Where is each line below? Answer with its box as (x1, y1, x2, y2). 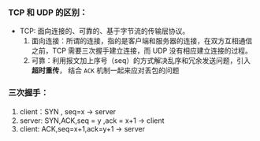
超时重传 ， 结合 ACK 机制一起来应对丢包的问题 (31, 65, 180, 76)
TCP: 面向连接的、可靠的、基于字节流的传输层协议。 (19, 26, 190, 36)
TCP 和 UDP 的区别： (8, 6, 88, 17)
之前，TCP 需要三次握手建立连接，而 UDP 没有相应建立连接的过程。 (31, 46, 252, 56)
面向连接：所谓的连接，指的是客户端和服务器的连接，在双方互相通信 (31, 36, 253, 46)
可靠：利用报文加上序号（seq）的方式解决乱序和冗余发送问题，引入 (31, 56, 251, 65)
